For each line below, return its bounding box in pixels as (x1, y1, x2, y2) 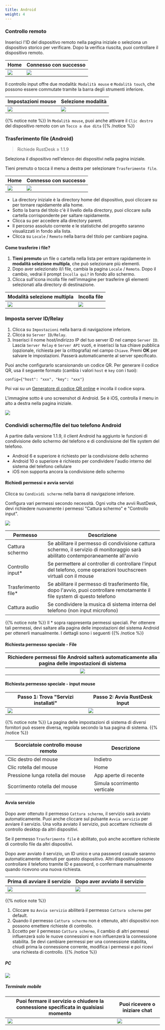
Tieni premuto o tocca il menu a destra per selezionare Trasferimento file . (5, 165, 158, 171)
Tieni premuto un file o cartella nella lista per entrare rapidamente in (12, 255, 151, 261)
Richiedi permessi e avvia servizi (5, 480, 74, 486)
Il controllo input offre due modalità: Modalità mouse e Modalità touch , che (5, 81, 155, 87)
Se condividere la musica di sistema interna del (47, 601, 156, 608)
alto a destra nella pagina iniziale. (5, 400, 73, 406)
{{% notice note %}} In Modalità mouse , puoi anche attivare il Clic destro (5, 118, 153, 124)
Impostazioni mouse (7, 98, 56, 105)
